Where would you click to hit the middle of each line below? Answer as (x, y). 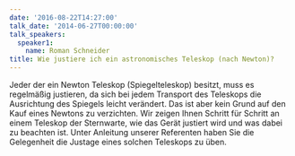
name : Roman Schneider (68, 51)
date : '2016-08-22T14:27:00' (64, 17)
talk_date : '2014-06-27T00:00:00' (74, 26)
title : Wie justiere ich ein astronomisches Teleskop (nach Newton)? (142, 59)
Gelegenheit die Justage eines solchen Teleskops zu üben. (118, 142)
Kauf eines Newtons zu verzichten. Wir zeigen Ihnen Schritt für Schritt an (144, 113)
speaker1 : (35, 43)
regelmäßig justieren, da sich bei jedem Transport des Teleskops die (135, 94)
